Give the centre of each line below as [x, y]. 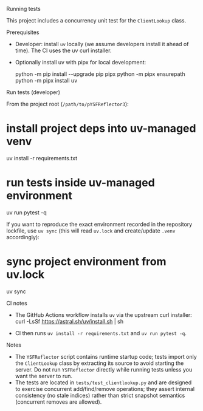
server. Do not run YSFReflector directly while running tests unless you [104, 369]
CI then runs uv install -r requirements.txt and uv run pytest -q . [101, 333]
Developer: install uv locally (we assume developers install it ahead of [102, 44]
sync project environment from [86, 262]
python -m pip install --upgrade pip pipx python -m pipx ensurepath [100, 74]
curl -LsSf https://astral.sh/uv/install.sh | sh [69, 321]
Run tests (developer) [33, 92]
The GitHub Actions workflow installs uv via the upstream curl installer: [104, 314]
